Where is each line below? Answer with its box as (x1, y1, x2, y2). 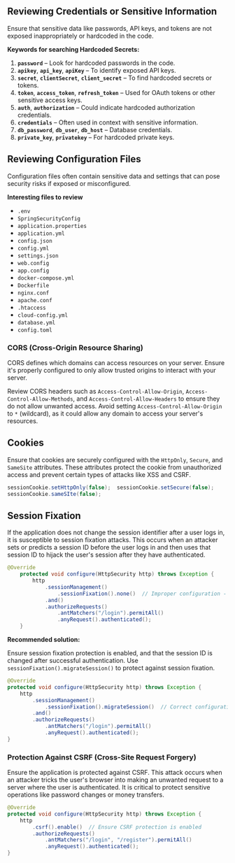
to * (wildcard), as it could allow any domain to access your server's (7, 409, 204, 418)
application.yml (17, 230, 65, 237)
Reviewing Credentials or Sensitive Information (7, 6, 218, 17)
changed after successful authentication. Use (7, 657, 138, 665)
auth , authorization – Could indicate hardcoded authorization (17, 103, 196, 111)
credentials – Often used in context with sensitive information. (17, 118, 198, 127)
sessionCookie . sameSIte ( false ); (7, 490, 101, 497)
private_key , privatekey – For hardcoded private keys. (17, 133, 175, 141)
